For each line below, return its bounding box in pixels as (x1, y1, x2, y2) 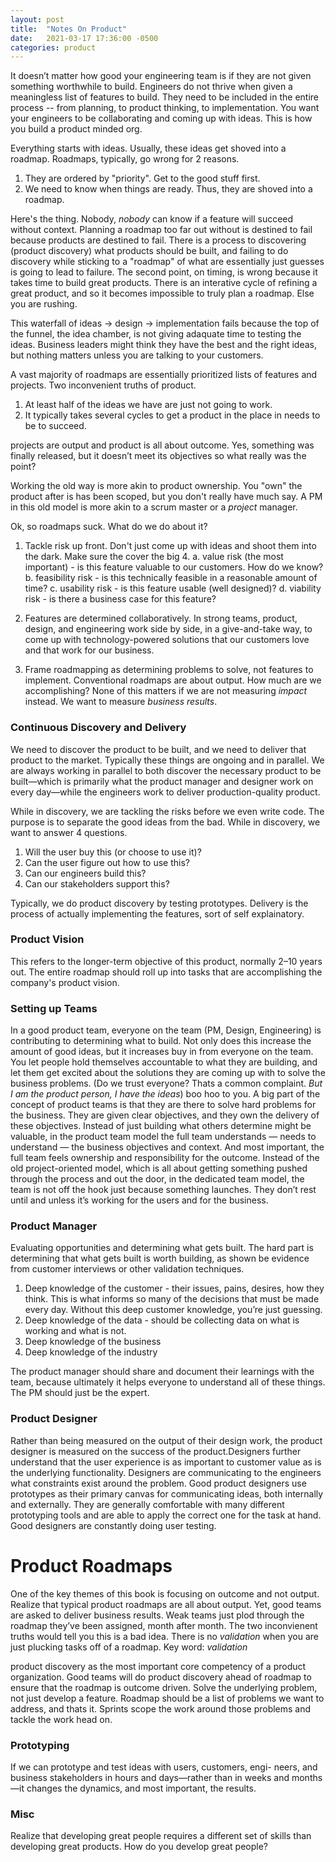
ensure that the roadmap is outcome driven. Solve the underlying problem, (10, 1681, 318, 1693)
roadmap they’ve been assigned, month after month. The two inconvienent (10, 1619, 318, 1631)
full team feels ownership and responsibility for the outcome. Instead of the (10, 1152, 320, 1164)
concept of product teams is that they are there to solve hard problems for (10, 1099, 317, 1111)
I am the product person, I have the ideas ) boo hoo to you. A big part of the (10, 1088, 321, 1100)
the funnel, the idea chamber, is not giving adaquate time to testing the (10, 328, 302, 340)
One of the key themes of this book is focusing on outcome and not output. (10, 1587, 320, 1600)
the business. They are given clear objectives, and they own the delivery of (10, 1109, 320, 1121)
